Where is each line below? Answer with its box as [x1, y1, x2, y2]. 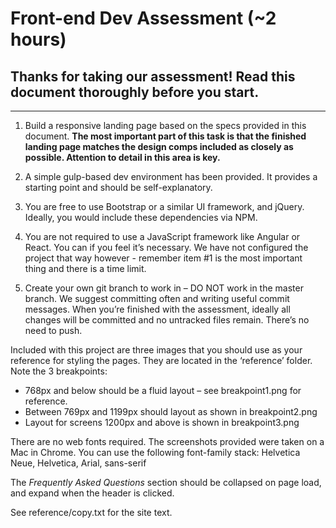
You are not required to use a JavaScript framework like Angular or [24, 231, 301, 242]
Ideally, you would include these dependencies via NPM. [24, 212, 258, 223]
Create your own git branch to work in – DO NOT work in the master [24, 282, 304, 294]
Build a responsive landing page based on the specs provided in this [24, 120, 307, 131]
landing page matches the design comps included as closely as [24, 141, 294, 152]
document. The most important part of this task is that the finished [24, 130, 307, 142]
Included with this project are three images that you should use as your [10, 344, 303, 356]
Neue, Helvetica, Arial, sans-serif [10, 457, 147, 469]
